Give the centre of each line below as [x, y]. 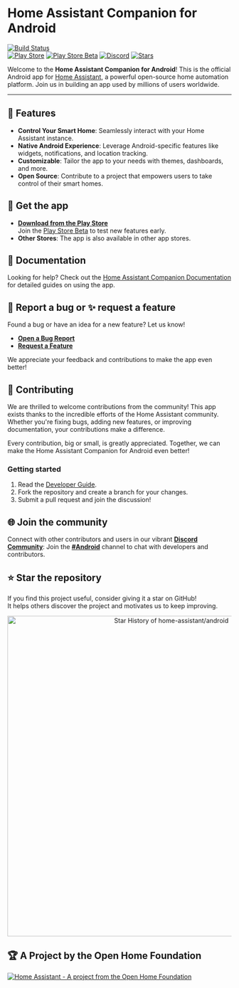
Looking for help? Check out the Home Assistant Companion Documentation [119, 277]
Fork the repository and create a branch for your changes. [103, 492]
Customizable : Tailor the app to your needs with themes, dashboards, [121, 161]
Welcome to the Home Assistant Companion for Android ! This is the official [119, 69]
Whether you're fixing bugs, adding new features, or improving [100, 422]
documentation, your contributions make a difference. [86, 429]
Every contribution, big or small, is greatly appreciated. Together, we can [114, 443]
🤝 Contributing [41, 389]
